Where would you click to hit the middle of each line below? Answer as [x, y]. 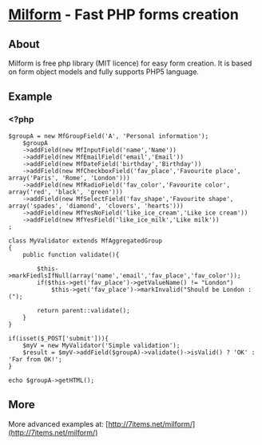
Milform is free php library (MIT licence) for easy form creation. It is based [130, 63]
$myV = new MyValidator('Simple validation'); [101, 345]
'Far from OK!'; [35, 359]
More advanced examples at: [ [58, 423]
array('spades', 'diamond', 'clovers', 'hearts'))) [96, 206]
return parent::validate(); [83, 310]
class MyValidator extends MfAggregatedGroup [85, 241]
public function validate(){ [71, 254]
